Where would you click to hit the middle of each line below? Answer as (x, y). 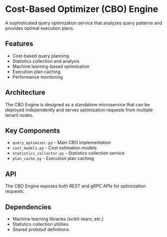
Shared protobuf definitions (41, 229)
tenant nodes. (19, 115)
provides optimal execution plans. (40, 28)
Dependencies (28, 207)
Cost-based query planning (41, 56)
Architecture (25, 93)
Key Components (33, 130)
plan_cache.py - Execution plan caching (53, 158)
